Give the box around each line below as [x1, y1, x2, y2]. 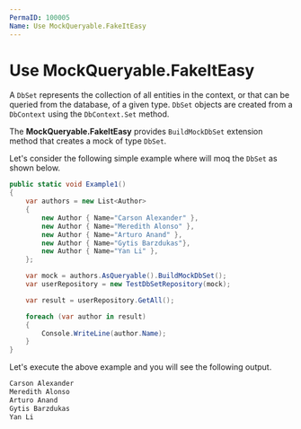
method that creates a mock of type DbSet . [9, 136, 167, 146]
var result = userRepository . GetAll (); [25, 295, 175, 305]
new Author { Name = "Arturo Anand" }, [41, 230, 182, 239]
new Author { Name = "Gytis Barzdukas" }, [41, 239, 191, 248]
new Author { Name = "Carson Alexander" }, [41, 213, 199, 223]
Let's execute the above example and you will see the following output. [9, 362, 272, 372]
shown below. [9, 162, 61, 173]
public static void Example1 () [9, 180, 127, 189]
